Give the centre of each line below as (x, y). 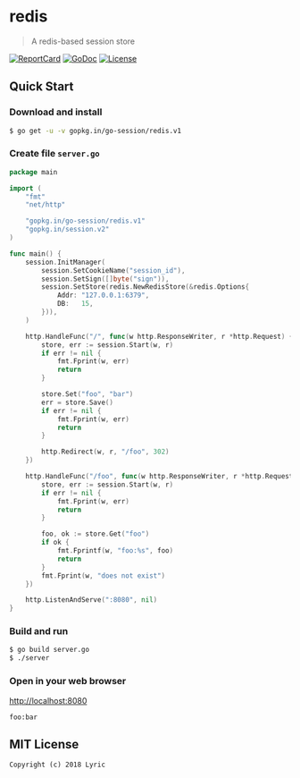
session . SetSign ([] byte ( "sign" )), (105, 279)
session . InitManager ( (65, 262)
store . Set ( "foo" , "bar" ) (87, 394)
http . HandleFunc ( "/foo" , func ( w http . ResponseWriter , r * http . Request (159, 477)
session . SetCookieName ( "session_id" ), (113, 270)
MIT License (44, 744)
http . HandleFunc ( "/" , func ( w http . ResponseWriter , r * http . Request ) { (159, 336)
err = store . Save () (78, 402)
